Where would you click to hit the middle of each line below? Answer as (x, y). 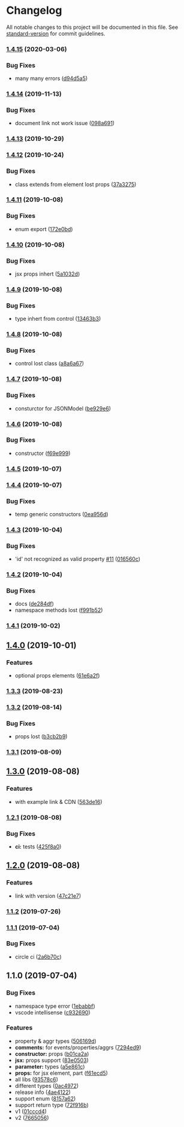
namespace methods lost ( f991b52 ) (59, 610)
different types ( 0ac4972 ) (47, 1085)
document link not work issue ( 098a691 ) (65, 123)
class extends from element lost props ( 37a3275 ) (76, 184)
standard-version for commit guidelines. (56, 33)
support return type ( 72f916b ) (52, 1105)
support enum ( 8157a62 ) (45, 1098)
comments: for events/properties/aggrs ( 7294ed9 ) (78, 1047)
